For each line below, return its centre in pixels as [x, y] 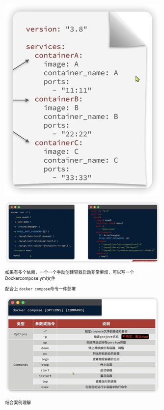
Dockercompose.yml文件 [30, 278]
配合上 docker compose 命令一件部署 [41, 289]
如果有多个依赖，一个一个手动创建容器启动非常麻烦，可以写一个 [69, 272]
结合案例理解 [18, 403]
